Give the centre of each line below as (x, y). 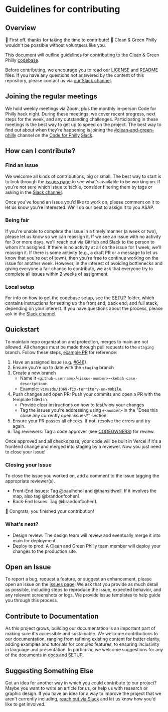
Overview (21, 28)
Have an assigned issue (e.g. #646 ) (49, 362)
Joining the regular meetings (51, 96)
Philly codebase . (22, 60)
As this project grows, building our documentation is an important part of (80, 628)
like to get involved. (25, 704)
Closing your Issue (28, 464)
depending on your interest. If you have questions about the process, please (84, 309)
